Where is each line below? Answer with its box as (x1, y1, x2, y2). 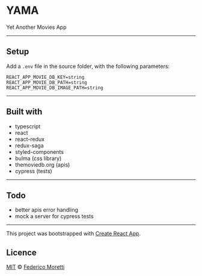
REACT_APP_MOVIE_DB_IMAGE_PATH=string (6, 85, 103, 91)
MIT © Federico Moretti (6, 263, 65, 271)
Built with (6, 106, 43, 117)
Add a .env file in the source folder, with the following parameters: (6, 63, 170, 70)
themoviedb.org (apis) (14, 161, 70, 168)
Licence (6, 247, 37, 257)
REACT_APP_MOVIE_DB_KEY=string (6, 74, 85, 80)
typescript (14, 123, 41, 130)
